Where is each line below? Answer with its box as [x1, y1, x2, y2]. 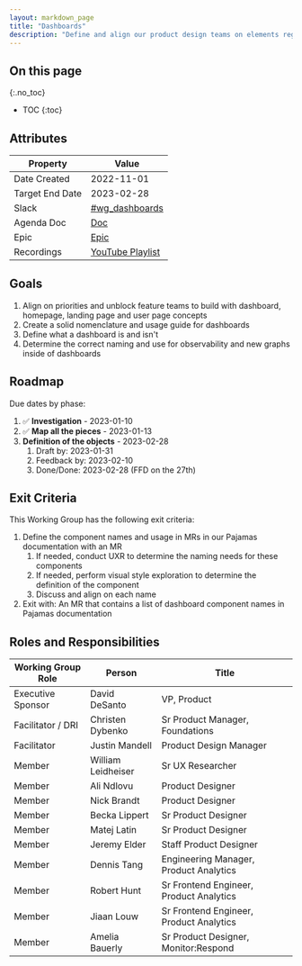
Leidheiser [89, 765, 135, 778]
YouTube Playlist [90, 246, 160, 257]
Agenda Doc [13, 217, 67, 229]
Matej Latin [89, 824, 138, 836]
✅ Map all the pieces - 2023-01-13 [22, 425, 153, 437]
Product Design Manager [161, 739, 267, 752]
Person [105, 667, 138, 680]
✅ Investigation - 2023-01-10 [22, 415, 133, 426]
